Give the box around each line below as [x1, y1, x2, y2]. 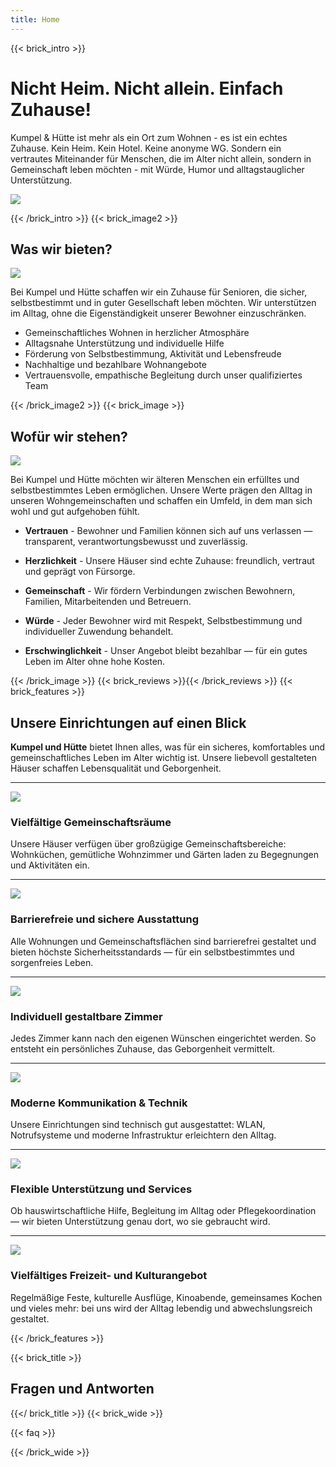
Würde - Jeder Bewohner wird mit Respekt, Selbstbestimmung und [24, 615, 303, 627]
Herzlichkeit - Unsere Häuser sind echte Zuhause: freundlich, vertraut [24, 555, 315, 567]
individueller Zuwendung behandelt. [24, 626, 174, 638]
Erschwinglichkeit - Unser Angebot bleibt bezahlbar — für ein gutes [24, 645, 308, 657]
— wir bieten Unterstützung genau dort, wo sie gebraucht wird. [10, 1216, 271, 1228]
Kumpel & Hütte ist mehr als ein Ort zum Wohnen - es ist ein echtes [10, 131, 288, 143]
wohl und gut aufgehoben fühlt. [10, 506, 140, 518]
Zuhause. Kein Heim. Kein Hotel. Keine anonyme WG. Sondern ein [10, 142, 282, 154]
